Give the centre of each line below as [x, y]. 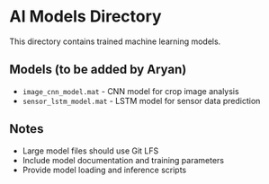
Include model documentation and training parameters [123, 160]
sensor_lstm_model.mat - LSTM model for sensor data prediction [141, 101]
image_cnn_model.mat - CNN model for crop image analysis [131, 91]
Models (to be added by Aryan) [98, 70]
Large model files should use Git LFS [90, 151]
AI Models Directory [85, 17]
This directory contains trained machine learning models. [115, 41]
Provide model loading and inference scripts [104, 170]
